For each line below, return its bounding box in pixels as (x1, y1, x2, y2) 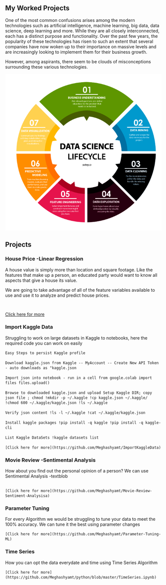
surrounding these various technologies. (5, 64, 88, 70)
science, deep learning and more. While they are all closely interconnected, (5, 27, 160, 34)
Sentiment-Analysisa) (5, 493, 50, 498)
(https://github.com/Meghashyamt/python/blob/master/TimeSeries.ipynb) (5, 575, 157, 580)
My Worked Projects (5, 4, 70, 12)
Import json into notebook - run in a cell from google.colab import (5, 375, 153, 380)
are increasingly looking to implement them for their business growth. (5, 49, 148, 55)
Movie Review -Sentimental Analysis (5, 457, 96, 464)
